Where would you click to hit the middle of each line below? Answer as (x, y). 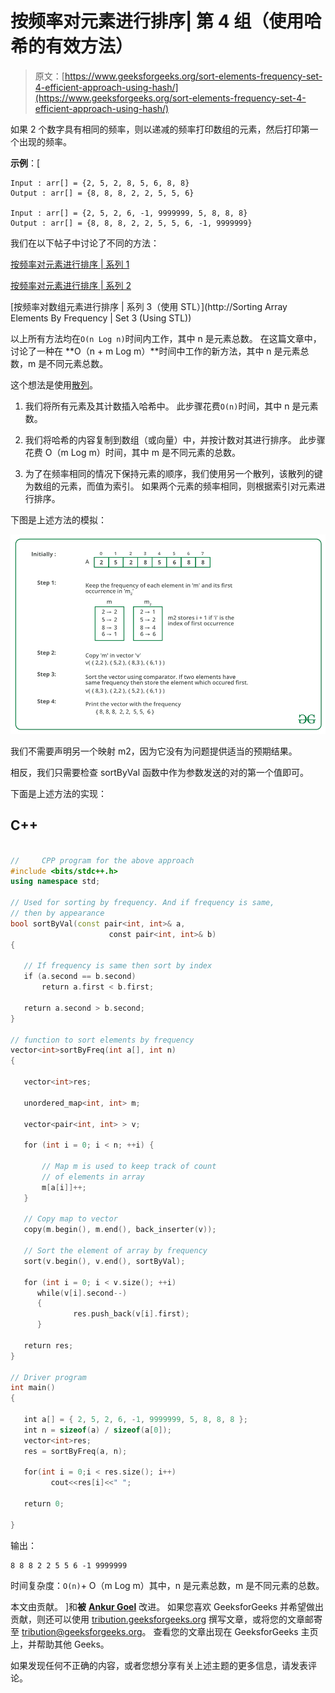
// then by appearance (57, 913)
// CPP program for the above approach (102, 860)
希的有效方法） (72, 46)
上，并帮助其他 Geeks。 (60, 1644)
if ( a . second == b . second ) (80, 977)
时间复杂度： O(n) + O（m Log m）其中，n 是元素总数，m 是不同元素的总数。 (167, 1585)
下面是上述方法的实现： (58, 793)
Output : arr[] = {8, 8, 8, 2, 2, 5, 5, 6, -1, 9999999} (131, 223)
